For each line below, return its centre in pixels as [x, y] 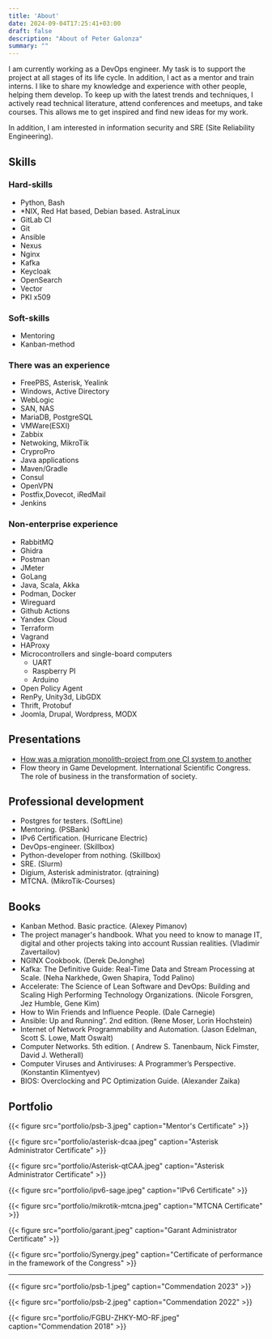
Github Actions [45, 610]
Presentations [45, 740]
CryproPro [37, 452]
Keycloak [35, 271]
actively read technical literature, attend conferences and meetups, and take [136, 104]
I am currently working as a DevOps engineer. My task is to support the [127, 69]
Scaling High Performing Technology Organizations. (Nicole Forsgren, [136, 995]
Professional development [76, 801]
